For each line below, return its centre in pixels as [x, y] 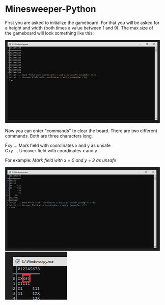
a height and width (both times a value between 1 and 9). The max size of [79, 28]
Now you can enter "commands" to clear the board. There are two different [81, 131]
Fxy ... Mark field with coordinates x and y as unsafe [58, 145]
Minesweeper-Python [51, 9]
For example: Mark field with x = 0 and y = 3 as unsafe [61, 160]
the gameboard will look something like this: [50, 33]
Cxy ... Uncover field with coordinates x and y [51, 151]
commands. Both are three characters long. [49, 136]
